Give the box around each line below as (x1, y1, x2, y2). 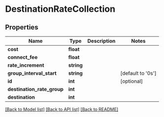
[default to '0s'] (120, 70, 157, 77)
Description (87, 38, 116, 44)
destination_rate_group (7, 86, 64, 92)
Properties (5, 23, 39, 31)
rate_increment (7, 62, 44, 68)
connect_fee (7, 54, 38, 60)
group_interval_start (7, 70, 57, 77)
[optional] (120, 78, 143, 85)
